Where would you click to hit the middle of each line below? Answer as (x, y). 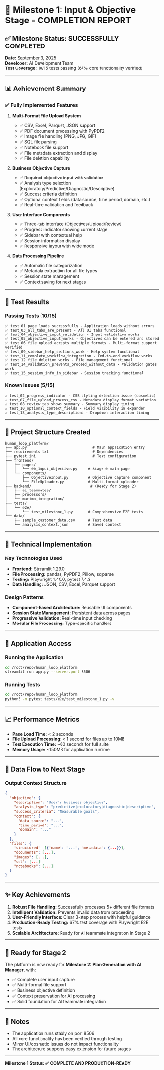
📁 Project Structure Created (48, 432)
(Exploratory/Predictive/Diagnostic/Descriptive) (67, 188)
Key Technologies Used (34, 558)
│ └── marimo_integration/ (35, 499)
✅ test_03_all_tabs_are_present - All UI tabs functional (66, 330)
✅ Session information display (50, 240)
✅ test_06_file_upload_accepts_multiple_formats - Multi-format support (81, 343)
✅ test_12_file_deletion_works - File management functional (69, 360)
